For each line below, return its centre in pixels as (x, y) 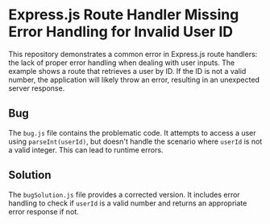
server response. (37, 88)
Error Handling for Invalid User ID (121, 32)
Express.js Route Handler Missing (124, 15)
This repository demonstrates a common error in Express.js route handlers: (133, 54)
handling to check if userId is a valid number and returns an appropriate (128, 203)
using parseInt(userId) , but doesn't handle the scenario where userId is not (135, 141)
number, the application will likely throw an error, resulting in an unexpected (134, 79)
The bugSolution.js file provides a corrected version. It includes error (124, 194)
